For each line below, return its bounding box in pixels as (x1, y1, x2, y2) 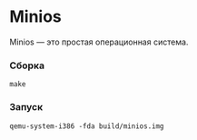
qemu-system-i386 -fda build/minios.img (9, 121, 165, 131)
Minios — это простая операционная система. (9, 36, 189, 47)
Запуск (9, 101, 44, 114)
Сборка (9, 59, 45, 72)
